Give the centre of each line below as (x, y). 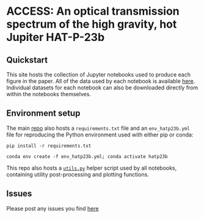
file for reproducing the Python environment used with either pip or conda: (100, 134)
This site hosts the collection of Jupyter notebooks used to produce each (99, 74)
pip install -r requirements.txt (49, 146)
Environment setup (43, 114)
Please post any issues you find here (53, 208)
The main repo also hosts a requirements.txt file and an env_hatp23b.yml (98, 128)
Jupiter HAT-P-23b (56, 37)
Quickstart (27, 60)
